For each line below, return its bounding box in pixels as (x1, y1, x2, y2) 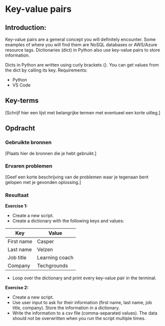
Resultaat (5, 191, 29, 198)
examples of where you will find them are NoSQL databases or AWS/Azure (5, 42, 158, 48)
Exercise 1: (5, 203, 28, 209)
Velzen (37, 246, 53, 253)
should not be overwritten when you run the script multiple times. (12, 316, 146, 322)
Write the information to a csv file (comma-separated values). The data (12, 310, 158, 316)
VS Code (12, 82, 31, 88)
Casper (37, 238, 55, 245)
